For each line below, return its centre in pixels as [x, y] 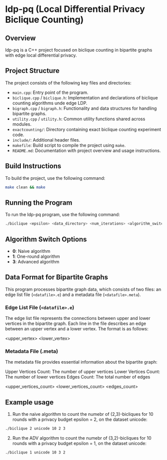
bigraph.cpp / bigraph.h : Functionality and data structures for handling [84, 108]
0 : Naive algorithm [31, 251]
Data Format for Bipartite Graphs [57, 277]
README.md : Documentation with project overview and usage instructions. [86, 151]
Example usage [29, 402]
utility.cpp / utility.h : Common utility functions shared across [79, 119]
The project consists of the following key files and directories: [68, 82]
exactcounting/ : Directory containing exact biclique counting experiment [87, 129]
